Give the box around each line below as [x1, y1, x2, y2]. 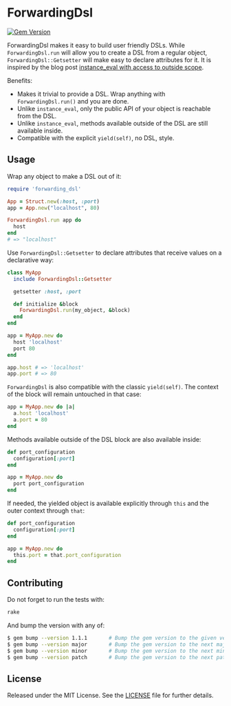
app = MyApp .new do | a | [7, 404, 76, 411]
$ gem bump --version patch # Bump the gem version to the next [7, 654, 214, 660]
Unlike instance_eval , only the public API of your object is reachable [16, 104, 211, 112]
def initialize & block [13, 300, 78, 308]
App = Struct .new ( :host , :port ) [7, 198, 100, 205]
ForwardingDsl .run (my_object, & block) [19, 307, 131, 314]
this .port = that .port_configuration [13, 551, 122, 558]
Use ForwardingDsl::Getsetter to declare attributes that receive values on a [7, 248, 222, 257]
